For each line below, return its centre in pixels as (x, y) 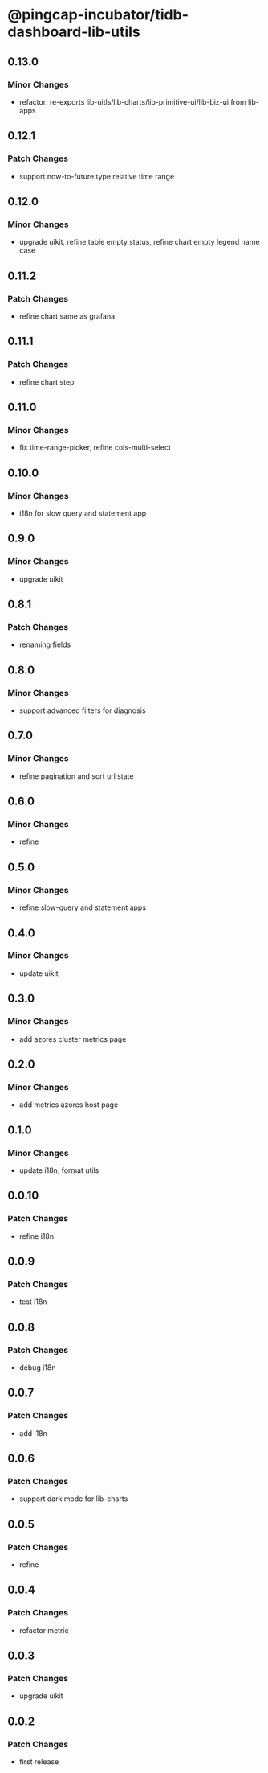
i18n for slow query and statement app (83, 513)
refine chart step (47, 382)
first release (39, 1762)
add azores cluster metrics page (73, 1039)
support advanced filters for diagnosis (82, 710)
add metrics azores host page (69, 1105)
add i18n (33, 1433)
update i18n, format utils (59, 1170)
